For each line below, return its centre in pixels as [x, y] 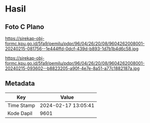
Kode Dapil [20, 113]
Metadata [20, 84]
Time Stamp [21, 105]
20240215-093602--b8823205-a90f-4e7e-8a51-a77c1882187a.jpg [72, 68]
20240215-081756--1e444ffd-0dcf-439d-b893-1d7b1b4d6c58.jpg [72, 49]
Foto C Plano [25, 27]
